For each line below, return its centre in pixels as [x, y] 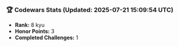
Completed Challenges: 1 [46, 37]
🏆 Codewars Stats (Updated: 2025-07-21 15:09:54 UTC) [90, 10]
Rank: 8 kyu [29, 25]
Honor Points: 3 [34, 32]
